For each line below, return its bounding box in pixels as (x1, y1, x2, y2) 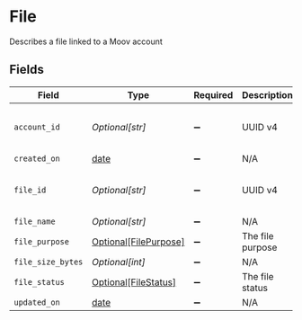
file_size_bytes (13, 256, 84, 267)
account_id (13, 121, 60, 132)
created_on (13, 153, 60, 164)
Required (192, 88, 234, 101)
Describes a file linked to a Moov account (9, 36, 164, 47)
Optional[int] (91, 255, 146, 268)
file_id (13, 184, 47, 195)
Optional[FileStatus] (91, 276, 177, 289)
